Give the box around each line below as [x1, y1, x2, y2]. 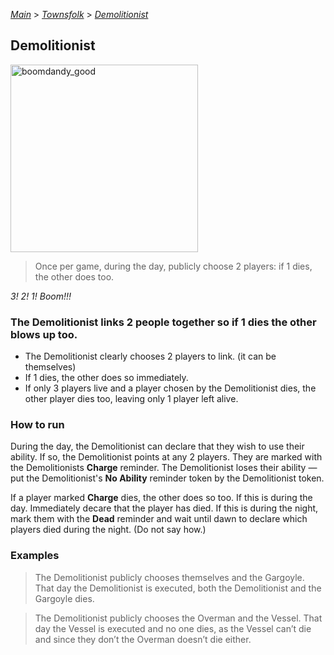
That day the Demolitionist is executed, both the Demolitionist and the [34, 582, 322, 594]
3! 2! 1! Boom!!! [10, 290, 72, 302]
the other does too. [34, 270, 115, 283]
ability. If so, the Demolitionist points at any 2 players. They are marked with [10, 451, 323, 463]
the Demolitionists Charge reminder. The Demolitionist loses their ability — [10, 462, 318, 474]
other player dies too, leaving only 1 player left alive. [24, 393, 239, 405]
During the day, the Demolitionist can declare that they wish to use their [10, 440, 305, 453]
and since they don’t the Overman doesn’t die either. [34, 633, 252, 645]
